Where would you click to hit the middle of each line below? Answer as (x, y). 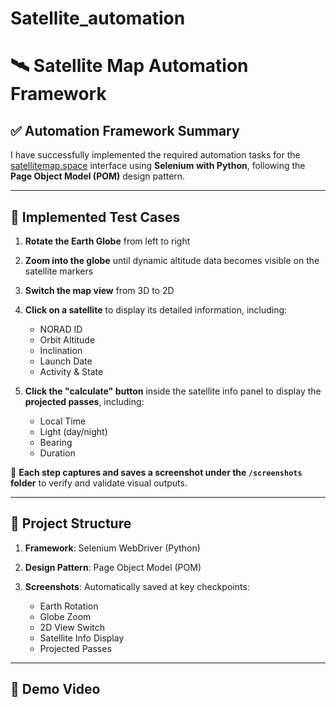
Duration (57, 453)
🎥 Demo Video (55, 689)
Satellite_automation (98, 18)
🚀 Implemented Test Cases (95, 217)
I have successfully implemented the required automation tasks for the (155, 155)
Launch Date (66, 361)
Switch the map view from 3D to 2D (99, 290)
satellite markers (59, 271)
